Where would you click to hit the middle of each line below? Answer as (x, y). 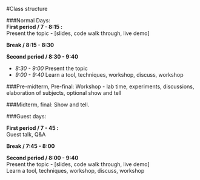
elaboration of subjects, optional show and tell (64, 93)
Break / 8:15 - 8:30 (30, 45)
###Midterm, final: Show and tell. (48, 104)
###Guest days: (26, 116)
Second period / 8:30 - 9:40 (42, 56)
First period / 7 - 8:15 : (35, 27)
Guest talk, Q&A (26, 134)
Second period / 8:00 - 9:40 (42, 158)
